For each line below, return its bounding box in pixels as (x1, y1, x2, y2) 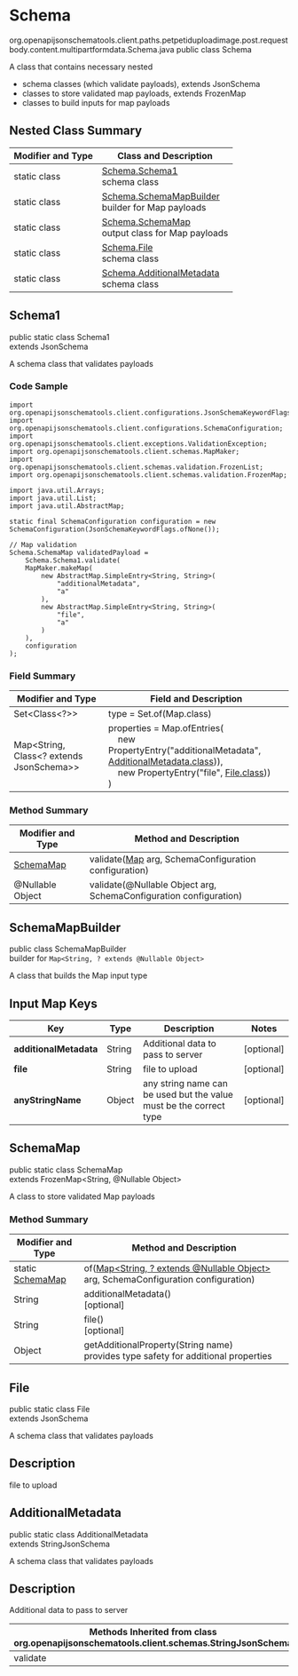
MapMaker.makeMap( (25, 563, 93, 573)
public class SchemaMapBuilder (9, 943, 127, 955)
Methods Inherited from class (89, 1626, 217, 1639)
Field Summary (9, 670, 76, 682)
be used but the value (143, 1089, 233, 1101)
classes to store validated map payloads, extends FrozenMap (21, 88, 247, 99)
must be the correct (143, 1100, 225, 1112)
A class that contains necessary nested (9, 61, 153, 72)
